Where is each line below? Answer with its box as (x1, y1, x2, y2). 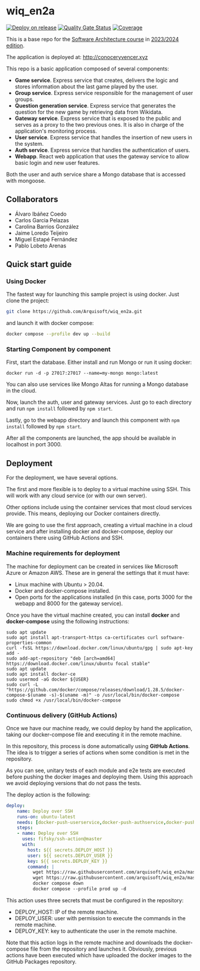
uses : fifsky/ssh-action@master (21, 836, 102, 842)
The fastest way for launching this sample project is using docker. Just (6, 291, 180, 298)
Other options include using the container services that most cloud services (6, 504, 192, 511)
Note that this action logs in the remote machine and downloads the (6, 939, 173, 946)
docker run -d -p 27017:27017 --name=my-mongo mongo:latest (6, 370, 159, 376)
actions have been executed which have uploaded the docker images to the (6, 951, 192, 958)
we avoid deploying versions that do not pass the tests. (6, 779, 142, 786)
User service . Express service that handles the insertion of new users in (14, 133, 192, 141)
